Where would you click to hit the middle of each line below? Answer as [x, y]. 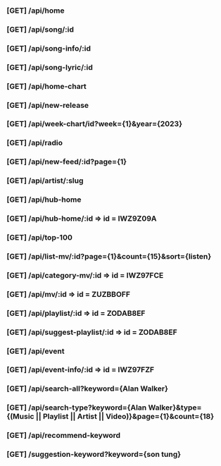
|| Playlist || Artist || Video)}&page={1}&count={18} [125, 417]
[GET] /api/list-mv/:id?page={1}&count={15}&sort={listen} [109, 256]
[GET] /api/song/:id [40, 29]
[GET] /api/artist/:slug [45, 180]
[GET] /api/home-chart [47, 86]
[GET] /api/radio [35, 143]
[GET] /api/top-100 [40, 237]
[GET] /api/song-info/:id [49, 48]
